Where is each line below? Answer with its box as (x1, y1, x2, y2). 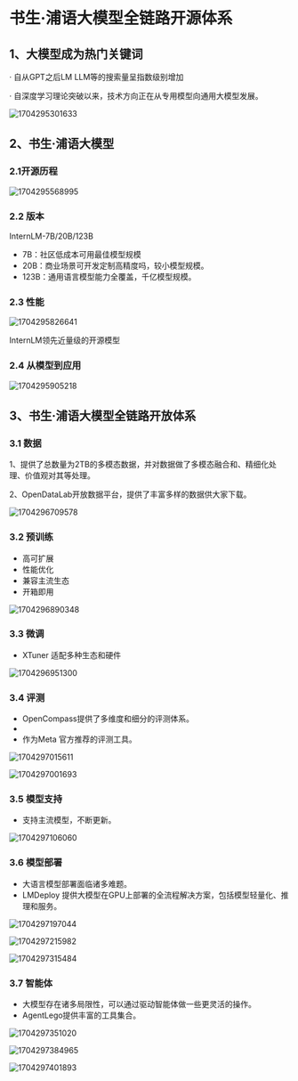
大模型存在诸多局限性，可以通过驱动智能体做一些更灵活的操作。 (21, 999, 256, 1010)
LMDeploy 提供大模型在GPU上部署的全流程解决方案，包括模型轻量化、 (21, 890, 282, 900)
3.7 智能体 (9, 977, 53, 989)
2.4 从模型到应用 (9, 360, 82, 372)
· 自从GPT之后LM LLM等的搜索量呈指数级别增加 (9, 72, 184, 82)
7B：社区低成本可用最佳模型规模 (21, 248, 141, 259)
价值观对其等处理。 (24, 470, 95, 481)
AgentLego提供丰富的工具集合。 (21, 1010, 141, 1020)
